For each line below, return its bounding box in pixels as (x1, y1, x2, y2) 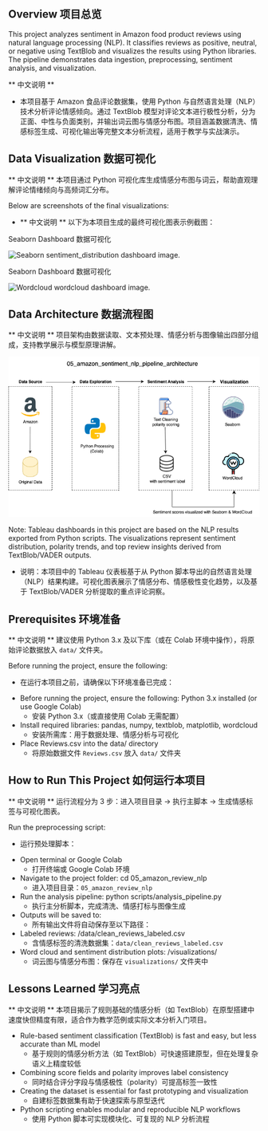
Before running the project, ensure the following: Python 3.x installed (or (19, 693, 258, 703)
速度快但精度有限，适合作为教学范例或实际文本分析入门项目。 (8, 1015, 211, 1024)
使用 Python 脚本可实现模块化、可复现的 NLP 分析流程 (31, 1113, 210, 1123)
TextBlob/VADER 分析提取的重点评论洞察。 (29, 587, 170, 597)
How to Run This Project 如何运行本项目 (8, 774, 206, 787)
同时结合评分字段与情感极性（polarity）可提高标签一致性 (31, 1077, 218, 1086)
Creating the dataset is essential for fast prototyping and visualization (19, 1086, 249, 1095)
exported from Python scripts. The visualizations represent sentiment (8, 534, 236, 543)
